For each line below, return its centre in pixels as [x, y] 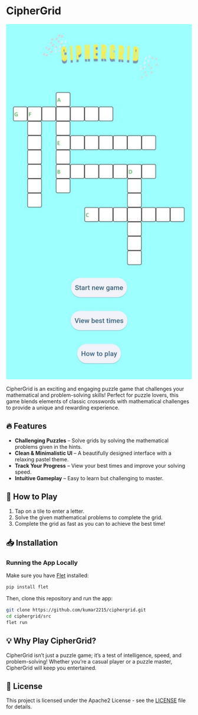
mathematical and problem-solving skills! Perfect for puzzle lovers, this [92, 395]
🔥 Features [27, 426]
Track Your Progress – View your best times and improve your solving [100, 465]
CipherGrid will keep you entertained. [52, 668]
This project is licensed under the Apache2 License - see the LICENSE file [96, 701]
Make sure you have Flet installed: [48, 575]
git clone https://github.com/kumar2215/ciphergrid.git [76, 610]
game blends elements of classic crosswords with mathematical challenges [98, 401]
